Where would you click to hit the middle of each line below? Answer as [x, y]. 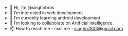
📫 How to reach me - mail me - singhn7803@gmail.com [66, 28]
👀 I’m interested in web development [46, 13]
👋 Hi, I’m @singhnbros [32, 8]
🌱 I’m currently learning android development [55, 18]
